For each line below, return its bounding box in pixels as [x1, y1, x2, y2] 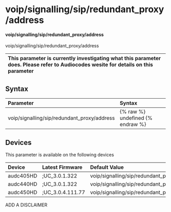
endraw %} [119, 121, 147, 128]
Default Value [90, 164, 124, 171]
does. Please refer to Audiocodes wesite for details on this [8, 61, 153, 68]
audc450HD [8, 189, 37, 196]
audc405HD [8, 172, 37, 179]
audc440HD [8, 180, 37, 188]
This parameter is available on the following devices [5, 152, 115, 158]
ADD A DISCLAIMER [5, 202, 47, 208]
